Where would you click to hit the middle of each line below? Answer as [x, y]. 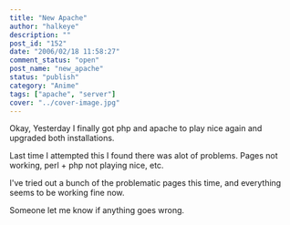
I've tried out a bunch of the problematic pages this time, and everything [145, 183]
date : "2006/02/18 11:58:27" [65, 52]
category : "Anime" [44, 86]
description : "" [40, 35]
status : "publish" [44, 77]
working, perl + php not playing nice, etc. [87, 166]
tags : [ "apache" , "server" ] [63, 94]
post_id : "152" [38, 43]
